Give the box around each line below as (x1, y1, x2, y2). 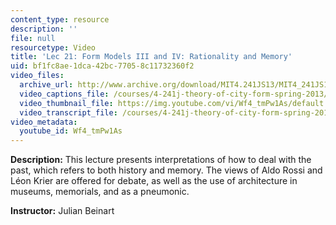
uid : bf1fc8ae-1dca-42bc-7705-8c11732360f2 (10, 61, 195, 71)
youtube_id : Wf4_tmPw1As (19, 126, 123, 136)
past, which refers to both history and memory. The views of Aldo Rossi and (10, 164, 323, 176)
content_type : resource (10, 14, 110, 25)
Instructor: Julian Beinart (10, 205, 115, 217)
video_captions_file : (19, 89, 110, 99)
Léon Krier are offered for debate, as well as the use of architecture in (10, 175, 298, 187)
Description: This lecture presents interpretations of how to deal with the (10, 154, 312, 166)
